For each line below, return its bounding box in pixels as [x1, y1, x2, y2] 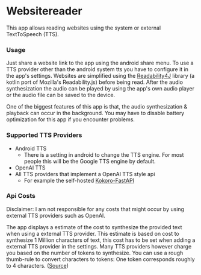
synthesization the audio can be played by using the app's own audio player [6, 85, 194, 92]
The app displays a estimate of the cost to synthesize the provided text [6, 223, 182, 230]
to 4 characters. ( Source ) [6, 262, 69, 269]
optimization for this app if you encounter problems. [6, 116, 135, 123]
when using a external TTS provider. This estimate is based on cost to [6, 230, 179, 237]
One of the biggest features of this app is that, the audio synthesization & [6, 103, 188, 110]
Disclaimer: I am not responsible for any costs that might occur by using [6, 205, 185, 212]
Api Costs [6, 192, 36, 200]
